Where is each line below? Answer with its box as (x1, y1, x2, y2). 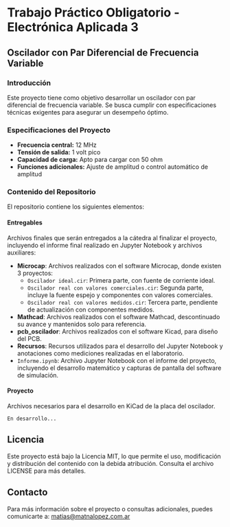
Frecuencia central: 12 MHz (16, 141, 97, 149)
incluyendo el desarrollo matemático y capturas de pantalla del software (16, 364, 222, 372)
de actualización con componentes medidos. (27, 305, 154, 314)
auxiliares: (7, 248, 36, 257)
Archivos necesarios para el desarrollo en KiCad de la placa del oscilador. (7, 401, 216, 410)
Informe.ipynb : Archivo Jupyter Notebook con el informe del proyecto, (16, 356, 217, 364)
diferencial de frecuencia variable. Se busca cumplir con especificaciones (7, 101, 217, 109)
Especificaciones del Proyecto (7, 125, 111, 134)
